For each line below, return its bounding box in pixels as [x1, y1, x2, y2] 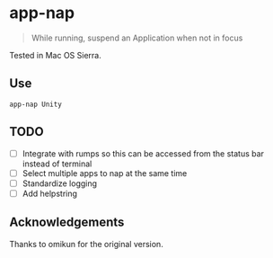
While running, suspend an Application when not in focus [31, 32, 243, 43]
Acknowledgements [9, 215, 125, 230]
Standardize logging [22, 178, 97, 189]
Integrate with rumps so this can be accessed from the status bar [22, 147, 265, 159]
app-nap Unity [9, 100, 63, 109]
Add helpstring [22, 188, 78, 199]
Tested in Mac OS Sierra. [9, 49, 101, 60]
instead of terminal [22, 158, 92, 169]
